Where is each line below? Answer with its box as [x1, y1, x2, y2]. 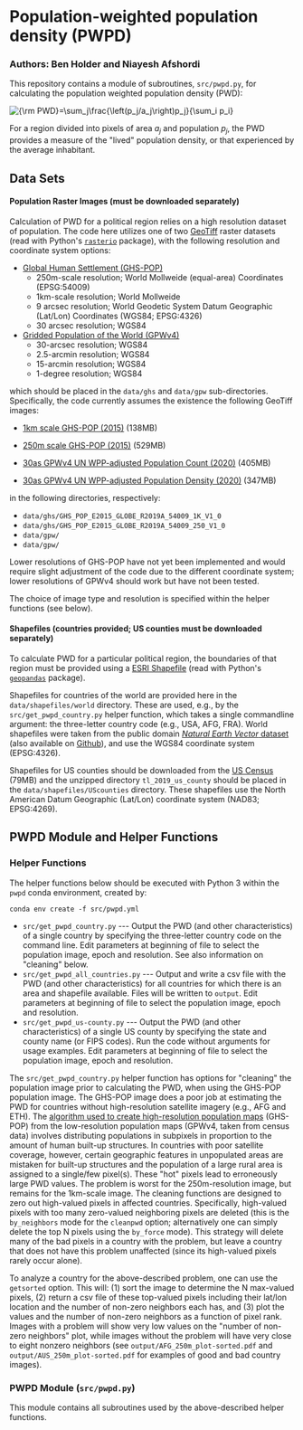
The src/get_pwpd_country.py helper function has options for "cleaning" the [9, 1072, 292, 1083]
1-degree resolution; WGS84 [35, 368, 143, 379]
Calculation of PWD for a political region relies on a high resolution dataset [9, 215, 287, 227]
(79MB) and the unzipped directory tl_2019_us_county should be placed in [9, 775, 287, 786]
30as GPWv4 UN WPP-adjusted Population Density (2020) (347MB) [22, 475, 277, 486]
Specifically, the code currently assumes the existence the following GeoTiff [9, 395, 293, 406]
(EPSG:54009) [35, 281, 90, 292]
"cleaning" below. [22, 959, 89, 970]
